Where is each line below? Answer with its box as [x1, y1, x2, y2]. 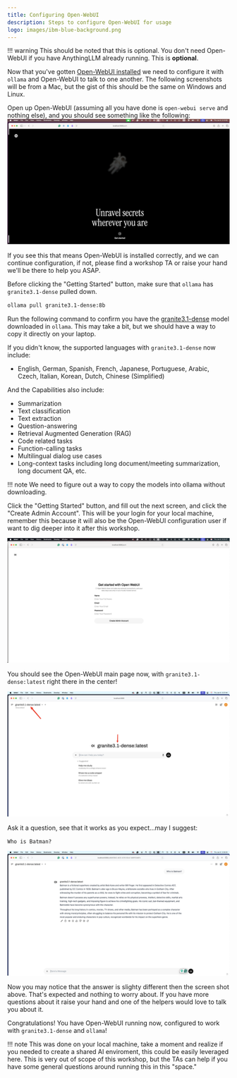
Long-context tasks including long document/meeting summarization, [17, 459, 221, 467]
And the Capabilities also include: [7, 385, 104, 394]
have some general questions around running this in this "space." [7, 1062, 197, 1071]
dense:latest [7, 679, 46, 686]
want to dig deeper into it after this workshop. [7, 524, 140, 532]
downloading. [7, 487, 47, 496]
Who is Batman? [7, 838, 52, 845]
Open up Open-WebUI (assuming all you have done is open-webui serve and [7, 104, 228, 112]
